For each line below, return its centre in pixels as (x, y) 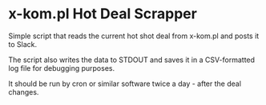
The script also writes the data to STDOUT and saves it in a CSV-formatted (131, 60)
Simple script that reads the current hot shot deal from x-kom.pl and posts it (134, 36)
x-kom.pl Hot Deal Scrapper (103, 14)
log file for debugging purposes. (61, 68)
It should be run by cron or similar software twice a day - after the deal (125, 84)
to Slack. (23, 44)
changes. (24, 91)
